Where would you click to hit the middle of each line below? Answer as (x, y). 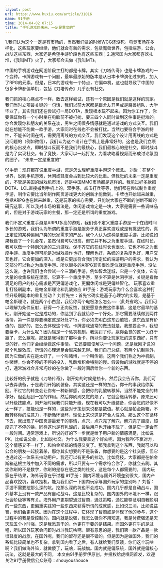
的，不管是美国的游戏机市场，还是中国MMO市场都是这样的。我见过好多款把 (81, 182)
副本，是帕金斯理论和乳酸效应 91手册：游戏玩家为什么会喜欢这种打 (88, 290)
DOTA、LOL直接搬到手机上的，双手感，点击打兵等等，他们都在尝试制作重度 (81, 188)
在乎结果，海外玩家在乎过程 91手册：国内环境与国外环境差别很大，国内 (80, 475)
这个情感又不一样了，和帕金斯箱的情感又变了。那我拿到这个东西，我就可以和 (81, 445)
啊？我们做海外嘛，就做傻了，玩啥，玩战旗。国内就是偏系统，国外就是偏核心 (81, 548)
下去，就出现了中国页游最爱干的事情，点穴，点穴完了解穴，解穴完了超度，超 (81, 421)
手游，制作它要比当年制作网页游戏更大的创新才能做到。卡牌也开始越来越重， (81, 194)
